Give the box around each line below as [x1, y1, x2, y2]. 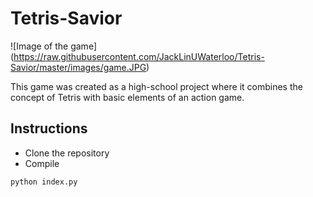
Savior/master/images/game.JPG [10, 61, 147, 73]
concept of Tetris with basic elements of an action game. [10, 91, 245, 103]
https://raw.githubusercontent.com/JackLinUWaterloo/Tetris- [13, 50, 265, 62]
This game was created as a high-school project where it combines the [10, 80, 303, 92]
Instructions [10, 120, 88, 137]
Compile [24, 157, 60, 169]
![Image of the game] [10, 40, 97, 52]
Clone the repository [24, 147, 110, 159]
